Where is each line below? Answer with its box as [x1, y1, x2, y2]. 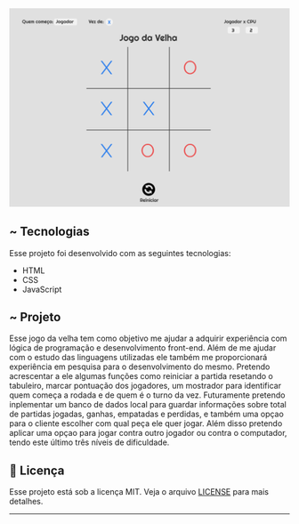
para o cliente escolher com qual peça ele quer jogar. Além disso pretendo [9, 418, 283, 429]
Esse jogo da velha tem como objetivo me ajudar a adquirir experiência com [9, 333, 287, 344]
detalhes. [9, 496, 44, 507]
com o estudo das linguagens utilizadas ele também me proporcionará [9, 352, 268, 363]
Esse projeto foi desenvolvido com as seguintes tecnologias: [9, 247, 231, 258]
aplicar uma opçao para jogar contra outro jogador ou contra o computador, [9, 428, 287, 439]
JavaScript [21, 284, 62, 294]
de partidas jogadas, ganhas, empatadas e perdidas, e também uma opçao [9, 408, 285, 420]
